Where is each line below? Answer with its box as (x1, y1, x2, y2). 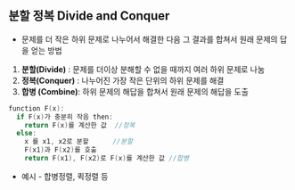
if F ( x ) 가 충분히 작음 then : (16, 112, 113, 121)
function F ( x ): (8, 103, 65, 113)
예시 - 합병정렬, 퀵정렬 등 (20, 170, 109, 181)
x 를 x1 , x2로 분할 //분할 (24, 137, 134, 146)
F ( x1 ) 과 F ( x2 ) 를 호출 (24, 145, 97, 154)
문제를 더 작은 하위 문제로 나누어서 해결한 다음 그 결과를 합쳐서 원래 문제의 (20, 34, 278, 45)
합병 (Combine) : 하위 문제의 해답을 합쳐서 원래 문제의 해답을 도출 (20, 86, 249, 96)
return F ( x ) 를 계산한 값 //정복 (24, 120, 135, 129)
